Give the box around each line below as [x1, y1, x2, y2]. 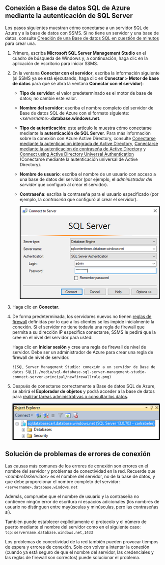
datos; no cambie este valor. [19, 95, 77, 101]
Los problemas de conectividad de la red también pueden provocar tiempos [5, 538, 159, 544]
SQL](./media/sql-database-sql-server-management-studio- [25, 370, 147, 375]
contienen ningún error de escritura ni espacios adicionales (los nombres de [5, 498, 160, 504]
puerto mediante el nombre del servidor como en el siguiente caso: [5, 524, 141, 530]
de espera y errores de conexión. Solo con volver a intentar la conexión [5, 544, 150, 550]
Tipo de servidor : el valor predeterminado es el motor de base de [19, 90, 153, 96]
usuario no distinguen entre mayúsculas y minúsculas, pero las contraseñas [5, 504, 159, 510]
